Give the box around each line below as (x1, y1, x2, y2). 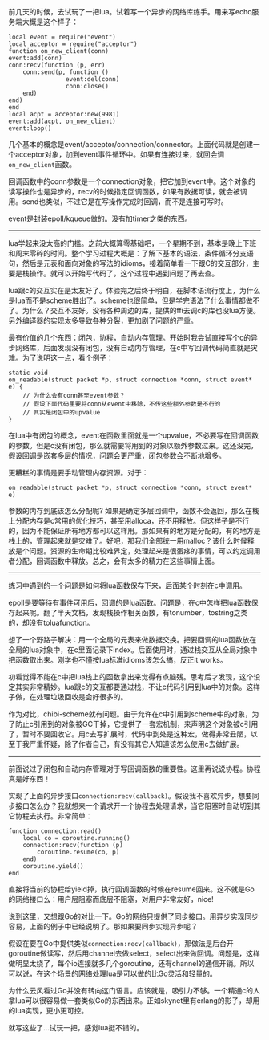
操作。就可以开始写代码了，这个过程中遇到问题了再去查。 (29, 268, 219, 278)
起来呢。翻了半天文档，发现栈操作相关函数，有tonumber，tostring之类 (14, 608, 248, 617)
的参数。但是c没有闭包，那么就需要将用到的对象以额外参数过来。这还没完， (8, 441, 258, 450)
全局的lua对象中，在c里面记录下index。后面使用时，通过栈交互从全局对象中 (8, 645, 258, 655)
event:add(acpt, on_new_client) (8, 117, 116, 125)
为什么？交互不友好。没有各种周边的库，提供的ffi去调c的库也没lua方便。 (22, 306, 260, 315)
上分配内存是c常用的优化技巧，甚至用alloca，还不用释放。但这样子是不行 (8, 516, 250, 525)
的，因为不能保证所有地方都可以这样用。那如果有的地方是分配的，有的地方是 (8, 526, 261, 536)
